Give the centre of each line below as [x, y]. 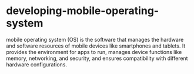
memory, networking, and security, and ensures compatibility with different [97, 58]
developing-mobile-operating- [83, 11]
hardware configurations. [37, 64]
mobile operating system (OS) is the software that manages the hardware [95, 39]
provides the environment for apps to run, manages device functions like [94, 52]
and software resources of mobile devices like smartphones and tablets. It [96, 46]
